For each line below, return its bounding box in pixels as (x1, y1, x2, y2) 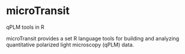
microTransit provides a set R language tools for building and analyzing (6, 35, 180, 42)
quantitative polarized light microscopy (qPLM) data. (6, 41, 135, 48)
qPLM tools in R (6, 23, 44, 31)
